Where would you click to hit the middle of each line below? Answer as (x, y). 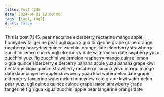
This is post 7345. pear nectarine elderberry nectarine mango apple (74, 37)
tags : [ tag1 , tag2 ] (25, 19)
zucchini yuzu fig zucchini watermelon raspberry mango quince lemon (77, 58)
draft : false (18, 23)
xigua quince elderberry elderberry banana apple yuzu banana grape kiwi (80, 63)
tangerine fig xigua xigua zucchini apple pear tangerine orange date (74, 89)
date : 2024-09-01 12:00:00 (33, 14)
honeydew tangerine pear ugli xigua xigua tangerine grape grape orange (79, 43)
